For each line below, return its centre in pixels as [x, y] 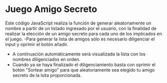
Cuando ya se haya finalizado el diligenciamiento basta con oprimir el [84, 64]
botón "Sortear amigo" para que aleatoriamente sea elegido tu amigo [83, 70]
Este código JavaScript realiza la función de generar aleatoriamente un [78, 23]
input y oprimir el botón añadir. [37, 44]
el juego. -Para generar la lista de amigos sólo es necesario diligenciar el [80, 39]
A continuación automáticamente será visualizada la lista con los [79, 54]
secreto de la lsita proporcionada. [47, 75]
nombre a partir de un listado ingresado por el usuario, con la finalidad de [81, 28]
